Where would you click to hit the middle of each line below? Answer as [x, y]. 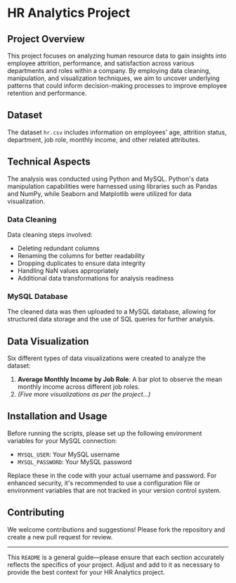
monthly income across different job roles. [79, 387]
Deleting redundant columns [58, 248]
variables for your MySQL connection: [62, 440]
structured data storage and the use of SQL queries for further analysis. [111, 319]
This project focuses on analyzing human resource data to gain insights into [117, 56]
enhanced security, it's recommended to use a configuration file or [104, 482]
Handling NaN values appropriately [68, 270]
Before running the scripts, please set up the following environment [105, 433]
